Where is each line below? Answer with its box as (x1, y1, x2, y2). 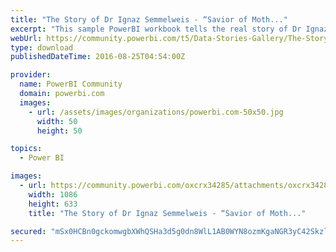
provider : (10, 70, 52, 80)
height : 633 (28, 199, 78, 209)
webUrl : (10, 33, 43, 43)
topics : (10, 144, 43, 154)
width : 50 (36, 116, 78, 126)
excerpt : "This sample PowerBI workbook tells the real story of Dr (10, 24, 302, 34)
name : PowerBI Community (19, 79, 123, 90)
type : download (10, 42, 74, 53)
